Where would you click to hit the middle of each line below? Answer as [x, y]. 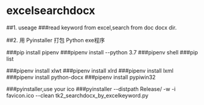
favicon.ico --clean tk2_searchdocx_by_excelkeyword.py [77, 95]
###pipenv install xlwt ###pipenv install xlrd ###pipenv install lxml [90, 70]
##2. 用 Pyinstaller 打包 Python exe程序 [56, 40]
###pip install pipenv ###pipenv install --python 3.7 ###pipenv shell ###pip [102, 52]
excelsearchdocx [51, 11]
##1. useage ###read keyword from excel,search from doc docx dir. [92, 27]
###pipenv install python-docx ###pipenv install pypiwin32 [81, 77]
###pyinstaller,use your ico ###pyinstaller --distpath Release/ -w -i [91, 89]
